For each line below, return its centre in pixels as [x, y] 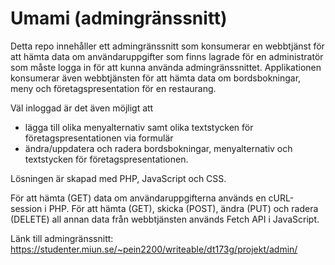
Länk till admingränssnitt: [62, 238]
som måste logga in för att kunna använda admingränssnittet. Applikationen [166, 67]
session [26, 208]
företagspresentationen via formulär [99, 138]
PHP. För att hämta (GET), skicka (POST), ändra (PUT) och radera [183, 208]
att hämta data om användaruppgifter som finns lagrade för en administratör [167, 56]
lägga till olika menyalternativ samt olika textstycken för [139, 127]
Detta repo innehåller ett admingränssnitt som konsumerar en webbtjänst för [167, 46]
